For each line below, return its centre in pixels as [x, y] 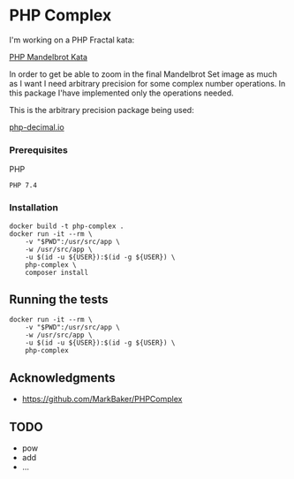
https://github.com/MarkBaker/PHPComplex [102, 399]
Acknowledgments [63, 378]
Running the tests [59, 299]
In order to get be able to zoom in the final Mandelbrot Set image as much [143, 74]
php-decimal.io [37, 127]
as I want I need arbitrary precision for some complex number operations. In [147, 83]
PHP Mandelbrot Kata [49, 57]
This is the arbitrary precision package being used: [102, 110]
